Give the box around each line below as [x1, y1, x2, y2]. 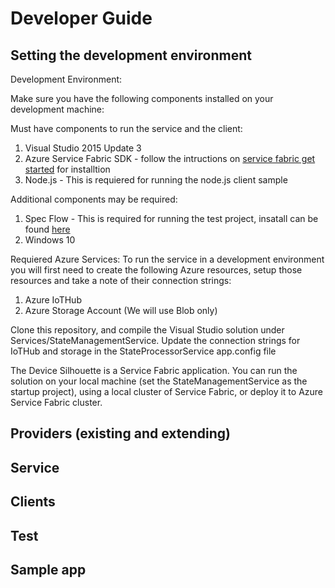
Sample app [10, 561, 87, 578]
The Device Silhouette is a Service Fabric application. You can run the [10, 365, 298, 376]
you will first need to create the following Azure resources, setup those [10, 264, 303, 276]
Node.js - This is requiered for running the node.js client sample [24, 174, 288, 186]
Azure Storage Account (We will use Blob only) [24, 305, 218, 316]
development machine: [10, 103, 105, 115]
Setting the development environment [10, 47, 252, 64]
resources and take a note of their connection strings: [10, 275, 232, 286]
